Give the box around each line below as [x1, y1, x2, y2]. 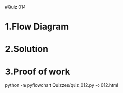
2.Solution [5, 44, 48, 55]
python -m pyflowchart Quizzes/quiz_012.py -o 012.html [5, 82, 119, 88]
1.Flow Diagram [5, 22, 69, 32]
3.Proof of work [5, 66, 70, 77]
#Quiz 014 [5, 4, 26, 10]
